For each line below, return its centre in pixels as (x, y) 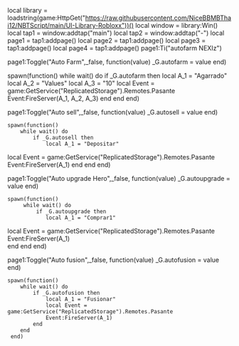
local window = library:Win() (176, 25)
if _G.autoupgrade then (71, 211)
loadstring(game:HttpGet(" (46, 18)
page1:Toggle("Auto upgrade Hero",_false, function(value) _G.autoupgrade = (119, 178)
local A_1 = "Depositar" (82, 144)
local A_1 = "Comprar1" (80, 218)
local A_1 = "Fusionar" (80, 299)
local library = (28, 10)
